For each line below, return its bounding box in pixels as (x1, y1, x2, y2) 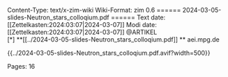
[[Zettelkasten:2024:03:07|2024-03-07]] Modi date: (7, 21, 157, 28)
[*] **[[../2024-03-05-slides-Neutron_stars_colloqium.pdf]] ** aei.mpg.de (7, 35, 220, 44)
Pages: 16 (7, 62, 36, 70)
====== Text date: (110, 13, 166, 22)
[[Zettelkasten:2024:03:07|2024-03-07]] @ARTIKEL (7, 28, 158, 36)
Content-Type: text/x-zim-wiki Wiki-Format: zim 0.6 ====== (7, 6, 181, 14)
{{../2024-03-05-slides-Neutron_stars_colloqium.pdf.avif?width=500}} (7, 49, 211, 57)
